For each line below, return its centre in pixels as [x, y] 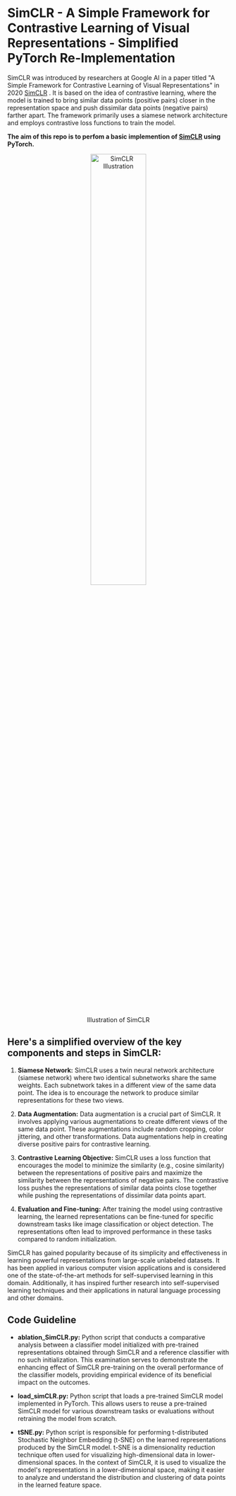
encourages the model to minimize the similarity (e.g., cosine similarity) [121, 1165]
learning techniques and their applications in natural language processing [114, 1290]
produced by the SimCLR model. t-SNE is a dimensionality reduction [117, 1447]
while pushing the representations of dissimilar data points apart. [112, 1195]
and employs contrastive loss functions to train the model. [92, 122]
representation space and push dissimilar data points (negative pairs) [108, 108]
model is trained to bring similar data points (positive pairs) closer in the [111, 100]
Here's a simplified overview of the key [94, 1042]
